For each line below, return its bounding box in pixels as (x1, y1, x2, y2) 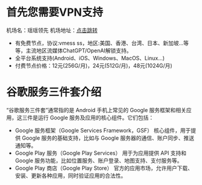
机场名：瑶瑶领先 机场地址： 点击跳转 (6, 27, 98, 34)
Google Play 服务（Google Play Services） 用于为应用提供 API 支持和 (14, 149, 187, 157)
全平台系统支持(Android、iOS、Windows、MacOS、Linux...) (14, 54, 165, 61)
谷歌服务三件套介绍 (6, 86, 102, 99)
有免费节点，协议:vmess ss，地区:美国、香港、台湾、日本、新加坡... (14, 39, 184, 46)
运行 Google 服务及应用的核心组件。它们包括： (37, 114, 154, 121)
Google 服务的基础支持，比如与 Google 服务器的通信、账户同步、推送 (22, 134, 195, 142)
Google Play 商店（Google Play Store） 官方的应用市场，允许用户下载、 (14, 164, 193, 172)
